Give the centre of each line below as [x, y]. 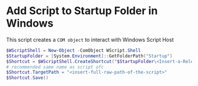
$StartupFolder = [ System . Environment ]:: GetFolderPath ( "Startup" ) [89, 56]
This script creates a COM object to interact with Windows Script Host [90, 39]
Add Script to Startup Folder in [82, 11]
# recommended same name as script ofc [55, 67]
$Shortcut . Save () [27, 78]
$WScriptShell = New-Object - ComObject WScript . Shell [74, 50]
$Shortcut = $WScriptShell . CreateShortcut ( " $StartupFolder [80, 61]
